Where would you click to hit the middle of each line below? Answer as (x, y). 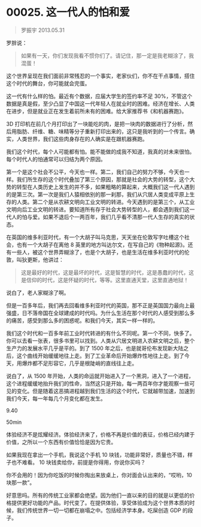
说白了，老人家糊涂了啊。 (38, 292)
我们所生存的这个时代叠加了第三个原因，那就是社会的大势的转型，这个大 (106, 179)
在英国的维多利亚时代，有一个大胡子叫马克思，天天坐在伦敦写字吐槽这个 (95, 237)
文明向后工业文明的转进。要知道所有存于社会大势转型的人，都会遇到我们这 (98, 209)
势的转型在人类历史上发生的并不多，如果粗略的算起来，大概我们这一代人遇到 (100, 187)
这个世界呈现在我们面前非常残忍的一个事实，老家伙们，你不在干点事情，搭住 (100, 76)
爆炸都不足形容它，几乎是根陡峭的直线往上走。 (80, 363)
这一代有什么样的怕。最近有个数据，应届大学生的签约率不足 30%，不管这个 (99, 96)
